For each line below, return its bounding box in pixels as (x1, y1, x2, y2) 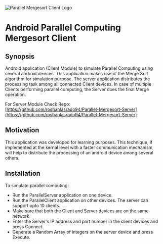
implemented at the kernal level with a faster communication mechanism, (5, 144, 154, 150)
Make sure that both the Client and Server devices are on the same (12, 208, 149, 214)
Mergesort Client (5, 33, 77, 44)
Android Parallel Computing (5, 22, 121, 33)
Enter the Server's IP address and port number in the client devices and (12, 218, 158, 224)
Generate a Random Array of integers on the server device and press (12, 229, 153, 235)
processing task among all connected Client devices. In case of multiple (5, 81, 152, 87)
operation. (5, 92, 26, 98)
